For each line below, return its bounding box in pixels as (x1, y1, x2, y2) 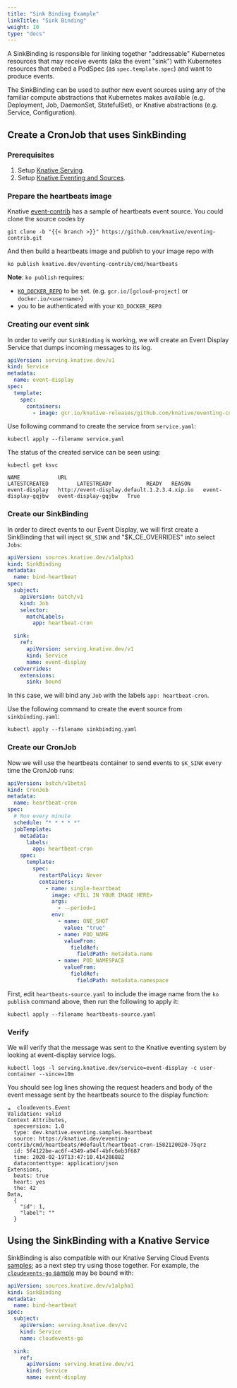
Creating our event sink (7, 320, 90, 329)
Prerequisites (7, 150, 54, 160)
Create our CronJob (7, 742, 77, 752)
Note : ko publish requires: (7, 273, 85, 281)
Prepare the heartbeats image (7, 191, 112, 201)
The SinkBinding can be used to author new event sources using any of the (7, 86, 226, 94)
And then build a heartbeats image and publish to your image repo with (7, 247, 214, 255)
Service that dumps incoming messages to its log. (7, 343, 153, 351)
